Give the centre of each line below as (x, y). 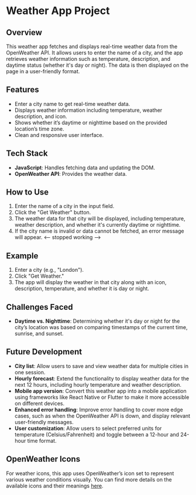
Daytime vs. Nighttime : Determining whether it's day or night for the (97, 321)
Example (22, 256)
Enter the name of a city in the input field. (64, 206)
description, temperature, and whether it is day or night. (82, 289)
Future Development (44, 352)
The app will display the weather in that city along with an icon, (90, 282)
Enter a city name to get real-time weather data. (72, 104)
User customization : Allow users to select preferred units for (88, 428)
